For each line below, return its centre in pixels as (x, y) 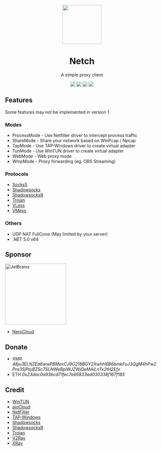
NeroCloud (23, 332)
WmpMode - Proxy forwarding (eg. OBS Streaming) (64, 161)
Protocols (17, 174)
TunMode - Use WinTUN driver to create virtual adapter (68, 151)
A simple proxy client (82, 75)
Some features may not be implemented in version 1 (57, 112)
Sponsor (18, 255)
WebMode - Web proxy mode (42, 156)
